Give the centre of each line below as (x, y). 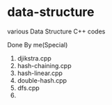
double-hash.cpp (42, 80)
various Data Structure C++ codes (56, 31)
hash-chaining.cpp (44, 65)
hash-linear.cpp (40, 73)
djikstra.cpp (34, 58)
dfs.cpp (28, 88)
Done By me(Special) (38, 45)
